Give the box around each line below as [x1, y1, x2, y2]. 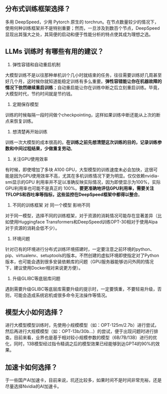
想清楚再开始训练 [12, 128, 48, 134]
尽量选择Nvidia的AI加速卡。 [5, 384, 62, 390]
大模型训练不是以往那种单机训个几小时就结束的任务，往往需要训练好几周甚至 [5, 72, 162, 78]
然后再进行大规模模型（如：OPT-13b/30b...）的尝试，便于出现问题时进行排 [5, 328, 159, 334]
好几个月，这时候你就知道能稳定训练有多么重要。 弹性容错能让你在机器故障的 [5, 78, 162, 84]
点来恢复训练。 [5, 118, 36, 124]
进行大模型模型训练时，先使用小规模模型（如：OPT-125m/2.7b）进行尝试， [5, 322, 159, 328]
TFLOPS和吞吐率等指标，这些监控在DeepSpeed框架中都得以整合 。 [5, 191, 143, 197]
